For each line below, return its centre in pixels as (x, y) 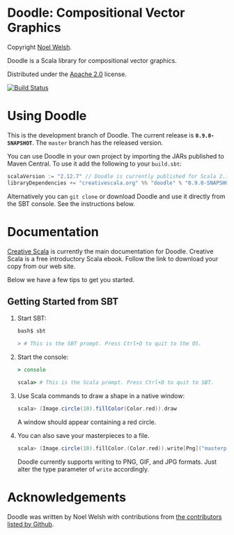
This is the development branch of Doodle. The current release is (101, 135)
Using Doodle (47, 116)
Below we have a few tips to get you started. (71, 279)
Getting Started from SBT (63, 301)
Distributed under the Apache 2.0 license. (67, 74)
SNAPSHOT (20, 143)
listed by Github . (31, 524)
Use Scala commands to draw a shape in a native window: (101, 395)
